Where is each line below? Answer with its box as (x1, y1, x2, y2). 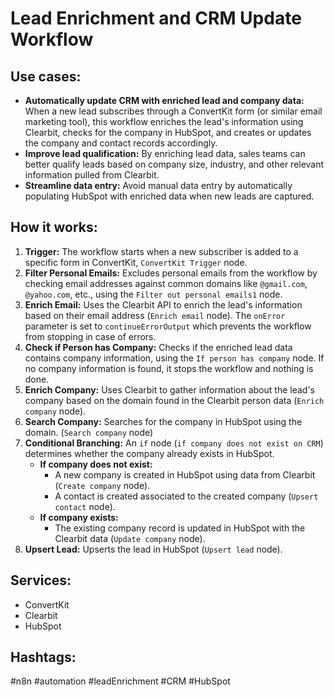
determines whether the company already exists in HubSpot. (24, 447, 275, 459)
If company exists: (39, 511, 119, 523)
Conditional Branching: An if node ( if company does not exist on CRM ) (24, 437, 324, 449)
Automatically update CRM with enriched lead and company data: (24, 95, 305, 106)
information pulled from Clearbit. (24, 169, 160, 181)
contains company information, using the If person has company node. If (24, 352, 325, 364)
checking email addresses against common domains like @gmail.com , (24, 277, 308, 289)
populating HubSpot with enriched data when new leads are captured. (24, 190, 315, 202)
